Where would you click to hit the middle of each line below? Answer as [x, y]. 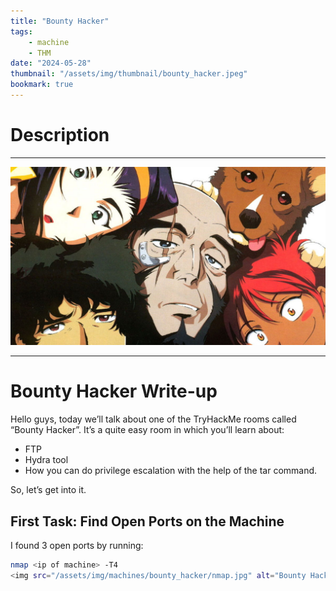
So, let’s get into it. [48, 490]
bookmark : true [42, 85]
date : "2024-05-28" [51, 63]
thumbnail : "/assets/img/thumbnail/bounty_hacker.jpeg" [129, 74]
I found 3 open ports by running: [77, 546]
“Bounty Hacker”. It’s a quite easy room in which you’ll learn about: [147, 430]
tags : [21, 31]
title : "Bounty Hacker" [60, 21]
